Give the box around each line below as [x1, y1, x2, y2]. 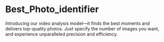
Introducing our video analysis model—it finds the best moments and [5, 20, 150, 26]
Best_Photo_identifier [5, 4, 99, 15]
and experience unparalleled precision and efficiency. [5, 31, 118, 37]
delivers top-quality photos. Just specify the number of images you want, [5, 25, 159, 31]
